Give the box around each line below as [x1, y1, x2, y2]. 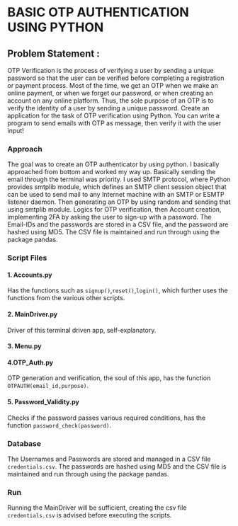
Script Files [7, 253, 47, 263]
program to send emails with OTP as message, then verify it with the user [7, 119, 222, 127]
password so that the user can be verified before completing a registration [7, 74, 225, 82]
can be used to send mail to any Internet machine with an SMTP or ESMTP [7, 190, 225, 199]
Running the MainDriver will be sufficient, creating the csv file [7, 503, 187, 512]
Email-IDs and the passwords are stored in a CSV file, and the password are [7, 220, 229, 229]
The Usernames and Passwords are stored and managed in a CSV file [7, 454, 211, 463]
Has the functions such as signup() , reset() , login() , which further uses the [7, 286, 228, 295]
